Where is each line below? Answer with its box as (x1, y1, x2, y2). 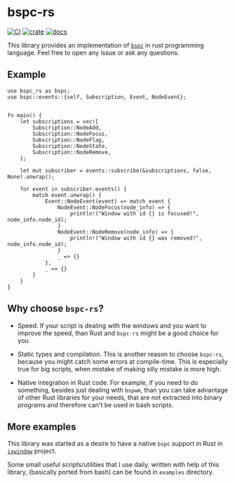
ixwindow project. (7, 447, 57, 456)
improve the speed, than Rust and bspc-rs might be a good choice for (17, 329, 219, 337)
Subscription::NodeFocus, (32, 130, 109, 137)
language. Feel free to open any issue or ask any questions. (7, 48, 180, 57)
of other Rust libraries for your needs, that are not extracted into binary (17, 393, 223, 402)
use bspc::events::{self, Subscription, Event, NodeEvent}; (7, 93, 187, 100)
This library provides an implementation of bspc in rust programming (7, 41, 205, 49)
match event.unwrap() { (32, 191, 102, 198)
